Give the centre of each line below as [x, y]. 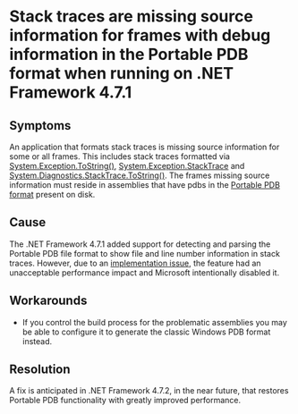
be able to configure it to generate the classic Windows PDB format [146, 332]
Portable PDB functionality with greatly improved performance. [125, 401]
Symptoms [40, 126]
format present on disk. [52, 194]
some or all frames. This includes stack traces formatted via [120, 156]
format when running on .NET [122, 74]
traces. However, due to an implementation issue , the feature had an [135, 263]
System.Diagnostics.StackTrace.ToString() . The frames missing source [140, 175]
